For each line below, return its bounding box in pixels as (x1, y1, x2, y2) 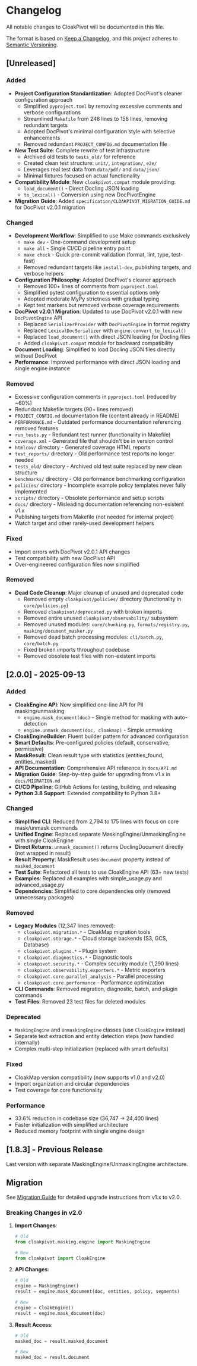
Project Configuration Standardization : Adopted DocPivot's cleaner (14, 90, 183, 97)
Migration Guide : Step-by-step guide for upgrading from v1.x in (14, 770, 171, 777)
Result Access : (14, 1321, 53, 1328)
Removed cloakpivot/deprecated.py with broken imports (23, 608, 163, 615)
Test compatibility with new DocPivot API (14, 554, 116, 561)
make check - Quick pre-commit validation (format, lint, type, (23, 251, 170, 258)
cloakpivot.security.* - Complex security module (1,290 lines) (23, 960, 179, 967)
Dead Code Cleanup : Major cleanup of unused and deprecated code (14, 589, 183, 596)
